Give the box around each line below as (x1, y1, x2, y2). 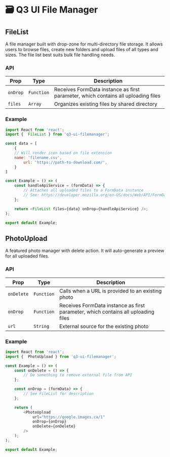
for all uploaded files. (5, 253, 50, 259)
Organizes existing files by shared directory (54, 101, 158, 108)
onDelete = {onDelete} (32, 424, 76, 429)
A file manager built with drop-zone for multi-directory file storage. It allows (5, 41, 163, 47)
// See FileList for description (23, 391, 94, 396)
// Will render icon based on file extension (14, 150, 112, 156)
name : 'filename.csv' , (14, 155, 62, 160)
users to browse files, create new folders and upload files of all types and (5, 47, 158, 52)
